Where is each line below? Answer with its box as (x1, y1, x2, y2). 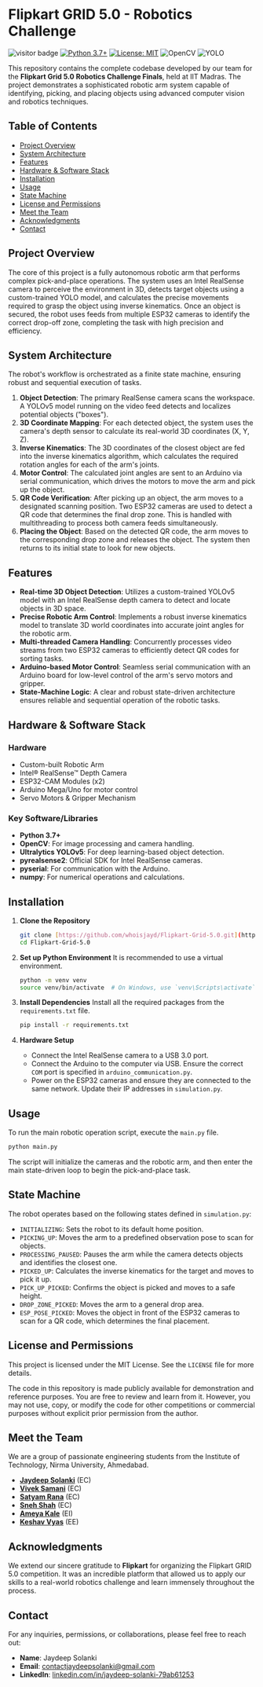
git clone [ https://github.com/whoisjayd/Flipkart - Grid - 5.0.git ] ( (19, 931, 242, 939)
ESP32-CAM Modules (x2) (19, 776, 106, 786)
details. (8, 1368, 32, 1377)
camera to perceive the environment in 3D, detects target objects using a (8, 284, 245, 294)
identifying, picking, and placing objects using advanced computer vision (8, 88, 245, 97)
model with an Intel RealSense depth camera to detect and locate (19, 596, 231, 605)
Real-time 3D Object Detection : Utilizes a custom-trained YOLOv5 (19, 587, 236, 596)
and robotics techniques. (8, 97, 89, 106)
